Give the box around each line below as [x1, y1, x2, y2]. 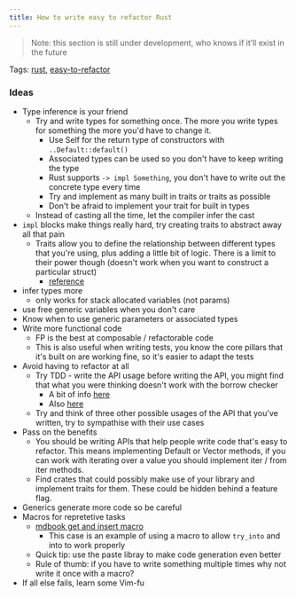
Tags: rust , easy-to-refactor [9, 64, 111, 75]
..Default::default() [48, 145, 129, 154]
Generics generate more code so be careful [21, 502, 183, 513]
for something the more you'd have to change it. [35, 125, 212, 136]
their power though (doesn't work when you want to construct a [35, 256, 269, 267]
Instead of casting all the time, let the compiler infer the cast [35, 209, 255, 220]
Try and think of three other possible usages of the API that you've [35, 407, 279, 418]
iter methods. [35, 464, 84, 475]
